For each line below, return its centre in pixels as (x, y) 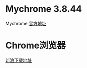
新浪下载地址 (18, 60)
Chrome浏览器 (36, 46)
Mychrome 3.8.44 (44, 9)
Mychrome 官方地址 (26, 23)
